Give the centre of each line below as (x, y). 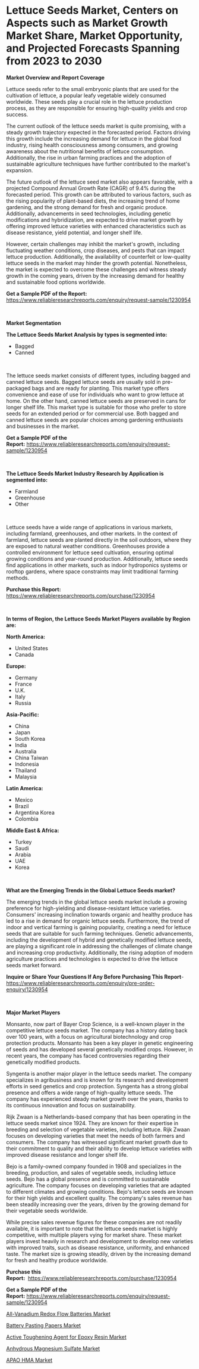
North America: (26, 637)
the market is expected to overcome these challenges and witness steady (96, 269)
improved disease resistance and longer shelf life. (67, 1154)
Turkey (23, 842)
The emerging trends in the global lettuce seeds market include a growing (97, 902)
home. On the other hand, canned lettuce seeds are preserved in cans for (96, 401)
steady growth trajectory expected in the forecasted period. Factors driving (98, 132)
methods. (18, 578)
